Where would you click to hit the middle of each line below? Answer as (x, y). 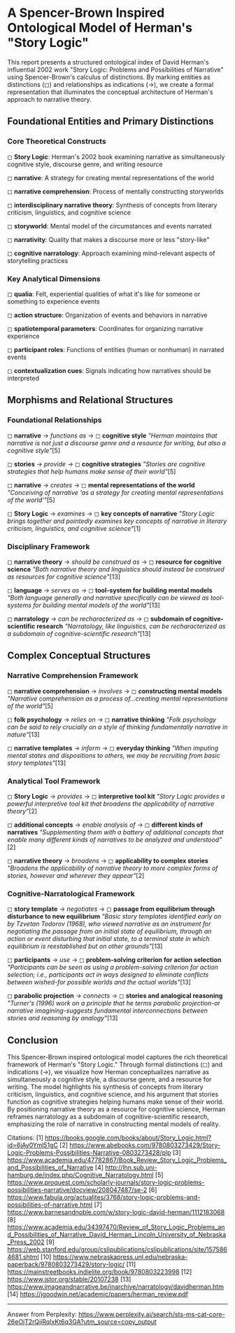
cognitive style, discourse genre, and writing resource (85, 164)
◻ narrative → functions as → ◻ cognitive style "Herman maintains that (112, 435)
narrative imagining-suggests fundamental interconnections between (108, 1010)
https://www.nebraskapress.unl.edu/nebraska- (120, 1257)
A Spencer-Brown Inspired (86, 13)
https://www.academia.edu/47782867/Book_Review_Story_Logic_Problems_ (117, 1160)
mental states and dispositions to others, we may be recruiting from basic (114, 755)
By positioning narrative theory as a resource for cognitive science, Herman (116, 1109)
